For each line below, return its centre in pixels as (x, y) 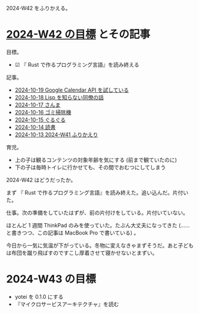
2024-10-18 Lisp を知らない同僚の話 (59, 97)
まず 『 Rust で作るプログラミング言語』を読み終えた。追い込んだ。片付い (97, 192)
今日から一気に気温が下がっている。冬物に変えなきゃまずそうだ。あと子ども (100, 245)
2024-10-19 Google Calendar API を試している (72, 90)
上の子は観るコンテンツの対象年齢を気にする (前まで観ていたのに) (96, 159)
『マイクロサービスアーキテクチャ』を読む (67, 304)
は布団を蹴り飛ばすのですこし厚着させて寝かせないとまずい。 (82, 253)
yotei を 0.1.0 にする (39, 296)
